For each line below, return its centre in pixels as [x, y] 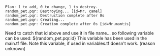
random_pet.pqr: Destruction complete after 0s [55, 16]
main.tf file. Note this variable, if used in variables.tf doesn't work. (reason [80, 43]
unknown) [15, 48]
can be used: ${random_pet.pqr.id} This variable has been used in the [76, 38]
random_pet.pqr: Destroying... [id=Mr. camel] [54, 11]
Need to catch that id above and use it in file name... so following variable [80, 33]
